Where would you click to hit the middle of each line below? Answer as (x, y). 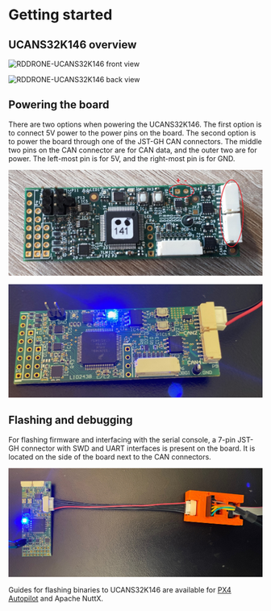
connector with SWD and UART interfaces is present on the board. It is (138, 448)
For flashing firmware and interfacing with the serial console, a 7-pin (122, 439)
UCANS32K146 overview (73, 45)
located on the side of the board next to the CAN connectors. (110, 456)
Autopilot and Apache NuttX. (56, 598)
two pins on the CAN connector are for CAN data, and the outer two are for (133, 150)
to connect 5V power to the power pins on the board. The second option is (132, 133)
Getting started (60, 15)
